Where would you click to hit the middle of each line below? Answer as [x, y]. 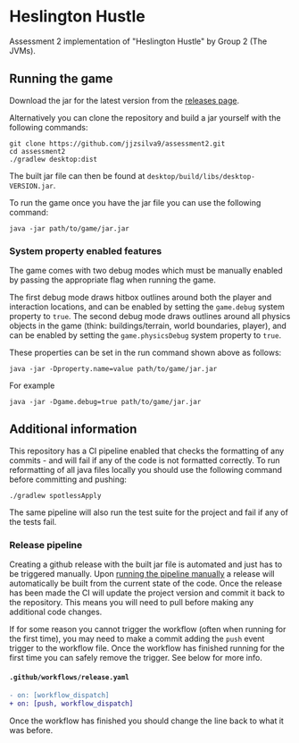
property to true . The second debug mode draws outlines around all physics [150, 317]
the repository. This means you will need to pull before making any [132, 603]
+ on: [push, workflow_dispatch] [71, 704]
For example [32, 385]
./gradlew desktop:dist [54, 159]
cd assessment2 [37, 151]
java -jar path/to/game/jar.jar [69, 228]
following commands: [49, 127]
